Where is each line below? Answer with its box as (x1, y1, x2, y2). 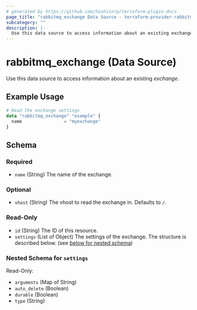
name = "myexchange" (11, 118, 101, 124)
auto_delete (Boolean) (14, 285, 69, 292)
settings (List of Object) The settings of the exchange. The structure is (14, 233, 186, 240)
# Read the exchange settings (6, 107, 80, 113)
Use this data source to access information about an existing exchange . (6, 75, 179, 82)
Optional (6, 185, 31, 193)
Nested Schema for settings (6, 254, 89, 262)
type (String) (14, 297, 45, 304)
